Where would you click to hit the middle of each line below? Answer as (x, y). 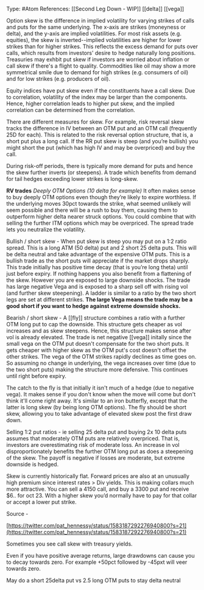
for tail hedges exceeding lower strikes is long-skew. (72, 179)
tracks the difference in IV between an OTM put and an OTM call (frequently (102, 128)
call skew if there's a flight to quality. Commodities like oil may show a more (101, 66)
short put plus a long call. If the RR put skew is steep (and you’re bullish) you (102, 141)
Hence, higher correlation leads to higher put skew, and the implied (90, 104)
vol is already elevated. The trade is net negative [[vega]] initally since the (99, 337)
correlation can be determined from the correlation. (71, 110)
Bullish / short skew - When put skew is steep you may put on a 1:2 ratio (97, 241)
